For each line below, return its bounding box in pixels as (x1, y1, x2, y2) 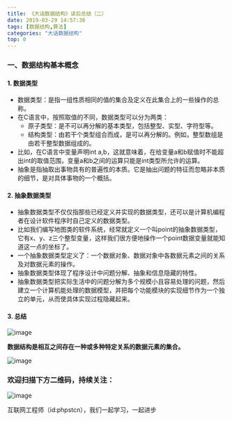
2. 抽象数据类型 (7, 191, 52, 199)
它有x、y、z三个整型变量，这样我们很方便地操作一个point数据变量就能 (17, 234, 219, 242)
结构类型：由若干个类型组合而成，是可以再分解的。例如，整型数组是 (27, 130, 224, 139)
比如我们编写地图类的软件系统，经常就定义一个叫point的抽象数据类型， (17, 225, 222, 234)
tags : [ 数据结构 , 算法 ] (7, 23, 67, 30)
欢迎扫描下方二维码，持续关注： (7, 375, 115, 385)
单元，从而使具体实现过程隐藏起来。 (29, 295, 134, 303)
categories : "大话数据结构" (7, 29, 82, 37)
